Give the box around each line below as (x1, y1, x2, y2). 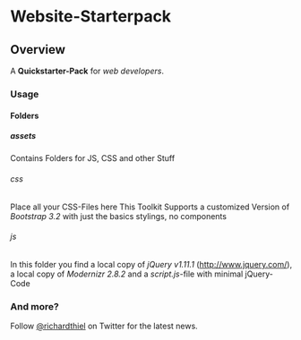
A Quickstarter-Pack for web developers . (10, 65, 165, 76)
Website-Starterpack (10, 6, 172, 27)
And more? (10, 300, 59, 312)
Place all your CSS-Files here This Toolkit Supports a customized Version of (10, 201, 290, 212)
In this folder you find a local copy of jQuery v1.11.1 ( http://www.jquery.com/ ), (10, 259, 293, 269)
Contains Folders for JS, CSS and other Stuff (10, 153, 176, 164)
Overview (10, 42, 66, 57)
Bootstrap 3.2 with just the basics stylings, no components (10, 210, 228, 221)
